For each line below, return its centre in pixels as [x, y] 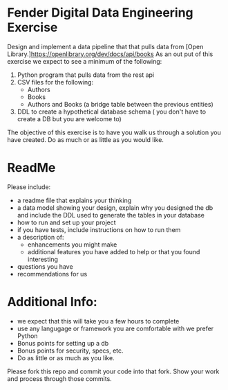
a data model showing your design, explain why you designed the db [115, 207]
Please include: [29, 187]
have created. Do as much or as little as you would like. [86, 139]
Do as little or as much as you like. [66, 357]
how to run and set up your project [66, 222]
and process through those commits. [59, 378]
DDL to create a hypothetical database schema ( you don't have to [111, 112]
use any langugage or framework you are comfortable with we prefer [115, 328]
